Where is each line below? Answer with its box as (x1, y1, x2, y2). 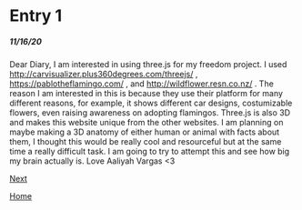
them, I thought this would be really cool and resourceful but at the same (9, 136, 282, 147)
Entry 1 (9, 5, 63, 26)
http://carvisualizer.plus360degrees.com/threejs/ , (9, 69, 198, 80)
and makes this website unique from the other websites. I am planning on (9, 117, 284, 128)
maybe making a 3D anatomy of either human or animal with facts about (9, 126, 280, 137)
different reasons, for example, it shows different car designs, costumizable (9, 97, 293, 109)
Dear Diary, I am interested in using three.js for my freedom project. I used (9, 59, 287, 70)
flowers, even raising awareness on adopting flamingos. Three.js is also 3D (9, 107, 291, 118)
